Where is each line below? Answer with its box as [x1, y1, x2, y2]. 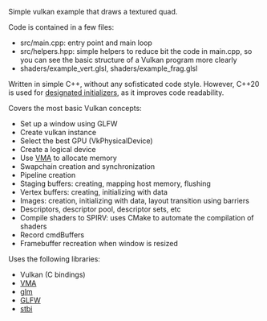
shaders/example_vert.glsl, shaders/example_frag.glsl [19, 64, 198, 73]
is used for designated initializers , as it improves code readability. [8, 88, 225, 97]
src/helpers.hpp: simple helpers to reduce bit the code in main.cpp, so [19, 47, 253, 56]
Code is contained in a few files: [8, 23, 115, 31]
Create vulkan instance [19, 128, 97, 137]
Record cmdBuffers [19, 230, 85, 240]
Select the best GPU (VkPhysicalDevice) [19, 136, 154, 146]
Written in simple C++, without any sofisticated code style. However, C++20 [8, 80, 260, 88]
